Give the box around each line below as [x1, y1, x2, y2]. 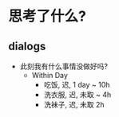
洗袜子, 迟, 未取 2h [43, 100, 105, 109]
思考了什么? [8, 7, 86, 25]
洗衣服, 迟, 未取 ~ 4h [43, 90, 112, 99]
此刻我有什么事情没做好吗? [19, 61, 108, 71]
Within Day [31, 71, 68, 80]
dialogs [8, 39, 46, 53]
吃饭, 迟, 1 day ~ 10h [43, 80, 110, 89]
